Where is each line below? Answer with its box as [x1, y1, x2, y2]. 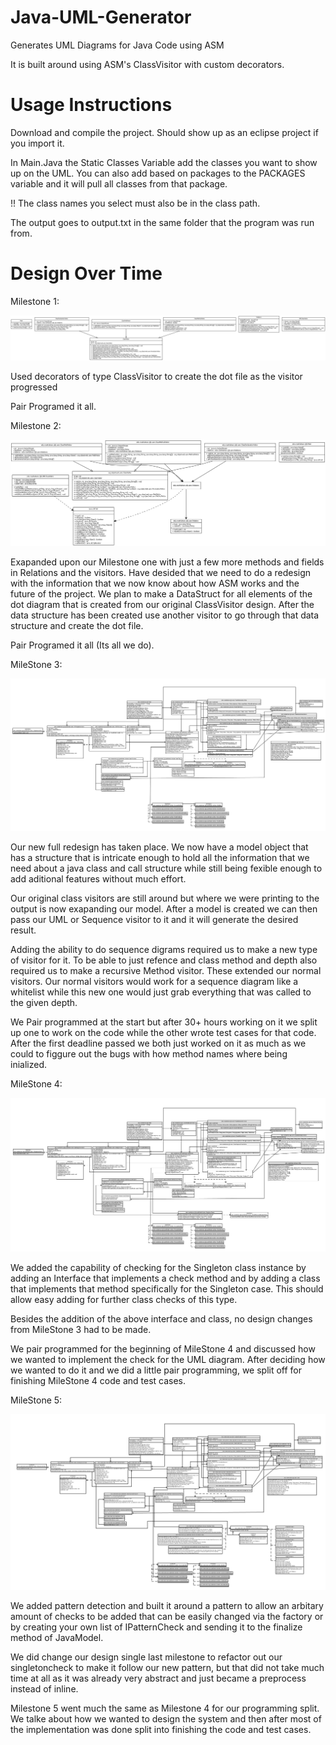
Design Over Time [10, 262, 163, 285]
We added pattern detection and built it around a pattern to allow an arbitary [10, 1600, 324, 1612]
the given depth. [10, 997, 78, 1009]
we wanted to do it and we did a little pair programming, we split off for [10, 1364, 303, 1376]
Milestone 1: [10, 295, 60, 307]
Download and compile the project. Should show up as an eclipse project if [10, 126, 319, 138]
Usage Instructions [10, 94, 173, 116]
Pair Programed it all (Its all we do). [10, 639, 155, 651]
